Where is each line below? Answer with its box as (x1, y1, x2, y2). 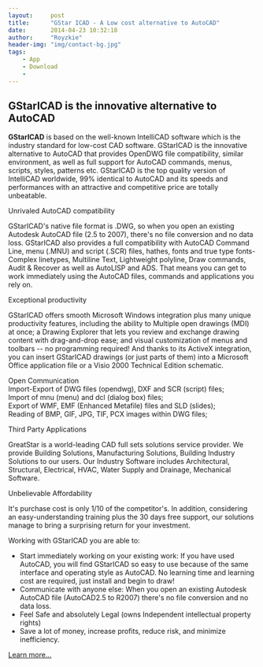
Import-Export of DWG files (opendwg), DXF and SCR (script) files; (8, 384, 224, 394)
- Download (22, 63, 58, 71)
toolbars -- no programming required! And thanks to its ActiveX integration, (8, 344, 252, 354)
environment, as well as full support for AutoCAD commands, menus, (8, 157, 232, 167)
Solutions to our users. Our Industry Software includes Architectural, (8, 457, 230, 466)
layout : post (8, 11, 65, 20)
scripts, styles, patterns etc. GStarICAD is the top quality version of (8, 166, 226, 176)
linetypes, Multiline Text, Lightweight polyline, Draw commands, (39, 255, 246, 265)
